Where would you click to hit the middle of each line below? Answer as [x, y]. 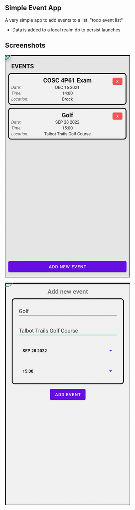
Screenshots [25, 46]
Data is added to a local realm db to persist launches [66, 30]
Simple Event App [33, 8]
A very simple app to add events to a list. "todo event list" [64, 20]
